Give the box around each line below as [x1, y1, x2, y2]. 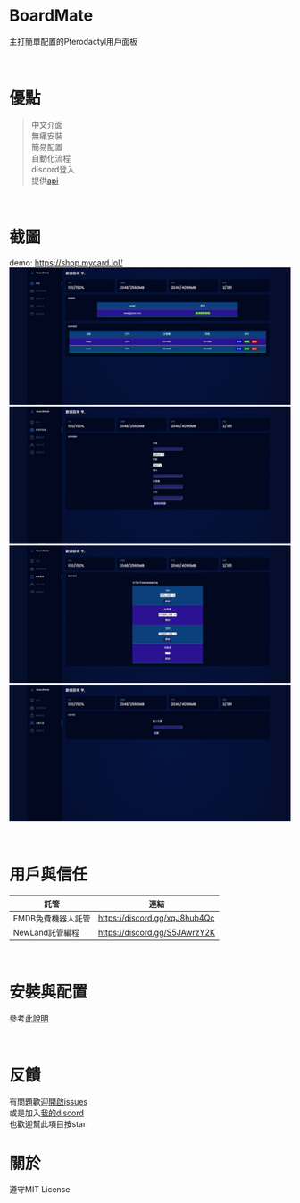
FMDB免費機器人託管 [12, 913, 91, 923]
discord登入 [30, 164, 76, 174]
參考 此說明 [9, 1013, 49, 1023]
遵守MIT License [9, 1184, 71, 1195]
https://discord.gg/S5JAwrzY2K [97, 927, 216, 938]
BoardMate [9, 5, 94, 26]
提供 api [30, 175, 59, 186]
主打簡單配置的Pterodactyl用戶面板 [9, 36, 138, 46]
